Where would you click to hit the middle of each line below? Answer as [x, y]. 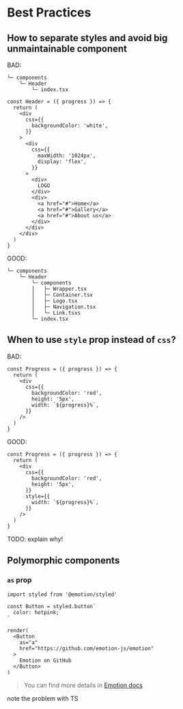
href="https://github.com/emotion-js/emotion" [87, 648]
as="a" [29, 642]
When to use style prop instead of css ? [91, 340]
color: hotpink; [36, 612]
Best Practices [49, 13]
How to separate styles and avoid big [87, 38]
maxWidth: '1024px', [67, 156]
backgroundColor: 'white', [70, 125]
